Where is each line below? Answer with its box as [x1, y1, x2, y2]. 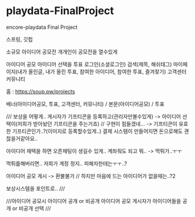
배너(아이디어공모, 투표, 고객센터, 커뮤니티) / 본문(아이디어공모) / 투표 [6, 100, 164, 107]
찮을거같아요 [6, 135, 35, 142]
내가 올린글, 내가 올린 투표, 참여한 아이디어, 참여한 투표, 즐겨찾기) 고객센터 [17, 68, 187, 75]
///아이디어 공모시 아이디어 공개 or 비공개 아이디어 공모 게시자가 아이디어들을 [6, 197, 181, 204]
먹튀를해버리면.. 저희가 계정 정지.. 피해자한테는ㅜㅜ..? [6, 160, 127, 167]
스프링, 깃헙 [6, 35, 33, 42]
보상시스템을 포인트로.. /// [6, 185, 65, 192]
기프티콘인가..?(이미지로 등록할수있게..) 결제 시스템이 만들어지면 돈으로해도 [12, 128, 183, 135]
